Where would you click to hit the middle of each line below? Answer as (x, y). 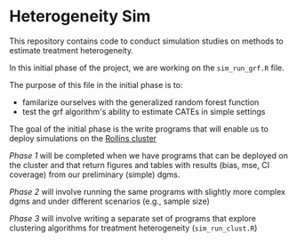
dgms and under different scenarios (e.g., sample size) (110, 201)
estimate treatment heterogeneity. (71, 50)
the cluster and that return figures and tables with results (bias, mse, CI (139, 165)
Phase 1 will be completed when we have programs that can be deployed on (149, 155)
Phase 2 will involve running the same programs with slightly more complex (148, 191)
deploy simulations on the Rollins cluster (83, 138)
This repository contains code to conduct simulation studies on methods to (147, 41)
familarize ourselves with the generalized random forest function (140, 102)
